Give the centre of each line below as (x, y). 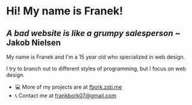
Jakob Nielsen (34, 42)
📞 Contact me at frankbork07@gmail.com (65, 95)
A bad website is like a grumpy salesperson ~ (93, 33)
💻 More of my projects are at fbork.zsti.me (68, 87)
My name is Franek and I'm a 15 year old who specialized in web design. (96, 57)
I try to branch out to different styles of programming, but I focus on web (96, 68)
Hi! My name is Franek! (65, 11)
